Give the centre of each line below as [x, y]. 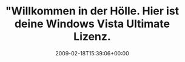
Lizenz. [92, 37]
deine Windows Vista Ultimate [92, 24]
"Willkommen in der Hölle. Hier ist [92, 11]
